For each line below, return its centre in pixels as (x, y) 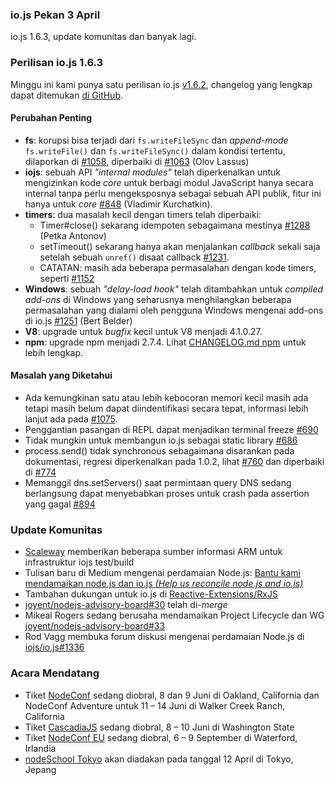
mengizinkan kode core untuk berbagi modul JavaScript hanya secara (169, 182)
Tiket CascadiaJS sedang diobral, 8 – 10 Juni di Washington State (159, 727)
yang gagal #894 (60, 504)
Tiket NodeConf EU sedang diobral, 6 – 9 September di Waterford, (161, 737)
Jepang (40, 769)
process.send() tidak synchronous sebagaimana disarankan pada (159, 451)
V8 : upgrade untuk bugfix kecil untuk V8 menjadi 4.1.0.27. (143, 331)
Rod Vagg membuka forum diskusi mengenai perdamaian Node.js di (164, 637)
